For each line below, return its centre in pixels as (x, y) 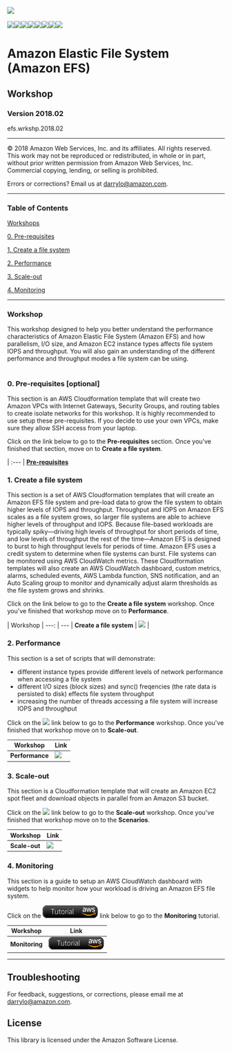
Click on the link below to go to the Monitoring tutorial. (114, 916)
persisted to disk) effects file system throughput (85, 693)
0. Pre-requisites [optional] (54, 383)
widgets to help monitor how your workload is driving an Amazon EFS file (111, 888)
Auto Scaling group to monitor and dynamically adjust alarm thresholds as (112, 583)
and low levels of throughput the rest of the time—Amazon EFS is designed (114, 539)
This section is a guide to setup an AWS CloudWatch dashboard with (105, 881)
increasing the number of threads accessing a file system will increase (117, 701)
